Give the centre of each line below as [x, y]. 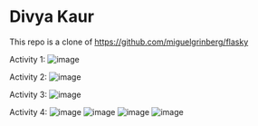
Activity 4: [29, 111]
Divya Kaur [52, 17]
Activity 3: [29, 94]
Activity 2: [29, 77]
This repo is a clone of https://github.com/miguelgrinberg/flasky [129, 42]
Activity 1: [28, 59]
